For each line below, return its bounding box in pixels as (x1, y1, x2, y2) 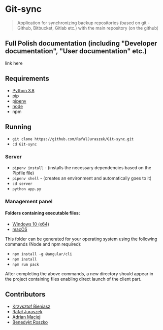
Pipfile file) (12, 170, 34, 176)
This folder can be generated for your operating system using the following (5, 236, 158, 242)
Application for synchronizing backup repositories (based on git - (17, 20, 150, 26)
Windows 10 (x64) (12, 221, 49, 227)
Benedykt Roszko (12, 319, 48, 325)
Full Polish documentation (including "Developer (5, 39, 158, 48)
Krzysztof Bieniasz (12, 303, 51, 309)
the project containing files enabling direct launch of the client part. (5, 276, 142, 282)
